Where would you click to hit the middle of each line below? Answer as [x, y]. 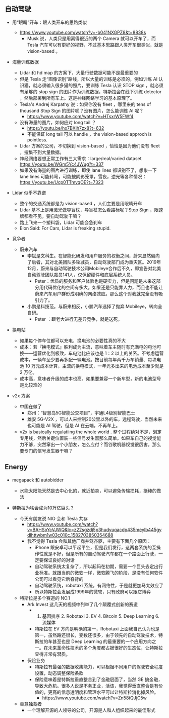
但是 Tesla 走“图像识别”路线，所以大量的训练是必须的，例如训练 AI [88, 79]
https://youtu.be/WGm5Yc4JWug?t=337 [62, 164]
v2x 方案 [21, 395]
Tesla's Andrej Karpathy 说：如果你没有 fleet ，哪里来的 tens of [85, 104]
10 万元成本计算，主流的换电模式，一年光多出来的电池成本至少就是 [95, 366]
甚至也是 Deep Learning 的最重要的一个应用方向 [102, 641]
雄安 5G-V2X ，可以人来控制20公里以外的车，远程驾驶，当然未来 [95, 419]
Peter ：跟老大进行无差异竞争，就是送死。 [78, 319]
